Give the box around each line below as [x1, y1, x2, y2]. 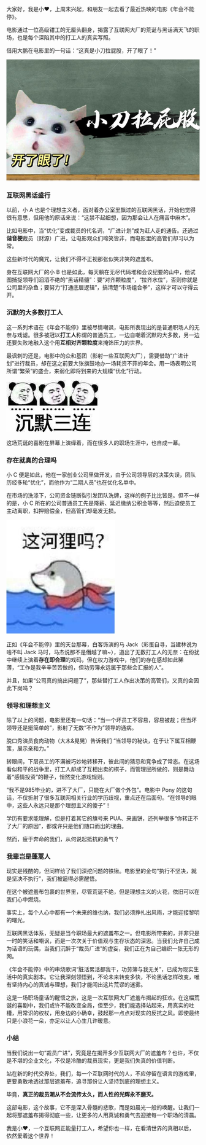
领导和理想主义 [6, 701, 51, 709]
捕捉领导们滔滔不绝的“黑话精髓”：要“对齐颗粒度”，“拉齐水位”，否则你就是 [11, 276, 198, 284]
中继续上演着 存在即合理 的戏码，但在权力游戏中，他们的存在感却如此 [6, 656, 178, 663]
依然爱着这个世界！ [6, 1132, 55, 1139]
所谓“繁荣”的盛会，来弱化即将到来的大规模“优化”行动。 [6, 367, 145, 375]
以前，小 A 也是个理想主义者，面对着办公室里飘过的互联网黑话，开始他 [6, 206, 185, 214]
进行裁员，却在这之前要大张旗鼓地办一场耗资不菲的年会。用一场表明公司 [14, 359, 197, 367]
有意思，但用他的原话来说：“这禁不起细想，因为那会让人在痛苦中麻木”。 [11, 214, 194, 221]
